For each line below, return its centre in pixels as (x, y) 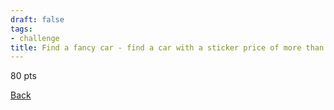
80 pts (23, 76)
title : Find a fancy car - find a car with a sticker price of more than (167, 47)
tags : (21, 29)
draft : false (37, 19)
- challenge (35, 38)
